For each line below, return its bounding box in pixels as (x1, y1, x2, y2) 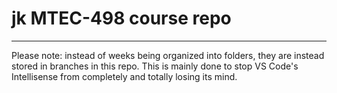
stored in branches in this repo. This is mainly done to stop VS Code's (11, 60, 299, 72)
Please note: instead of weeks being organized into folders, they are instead (11, 49, 325, 61)
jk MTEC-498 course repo (11, 7, 232, 30)
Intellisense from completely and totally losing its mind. (11, 70, 238, 82)
